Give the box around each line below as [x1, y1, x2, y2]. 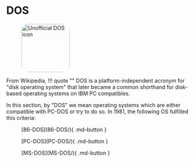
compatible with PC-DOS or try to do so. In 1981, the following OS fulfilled [6, 108, 189, 115]
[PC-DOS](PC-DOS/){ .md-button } [21, 137, 108, 145]
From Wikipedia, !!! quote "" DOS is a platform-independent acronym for [6, 76, 185, 84]
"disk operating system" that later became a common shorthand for [6, 83, 174, 90]
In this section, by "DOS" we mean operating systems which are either [6, 101, 181, 108]
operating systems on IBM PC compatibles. [23, 90, 131, 97]
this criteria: [6, 114, 36, 121]
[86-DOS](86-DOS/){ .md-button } [21, 126, 107, 133]
